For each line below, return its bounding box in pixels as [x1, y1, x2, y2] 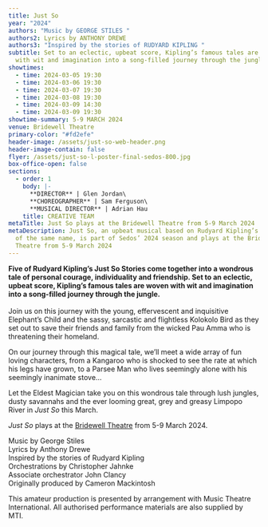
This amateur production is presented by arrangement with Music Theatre [8, 493, 251, 503]
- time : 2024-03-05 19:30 [15, 71, 102, 79]
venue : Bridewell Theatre [8, 123, 94, 131]
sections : [8, 168, 41, 176]
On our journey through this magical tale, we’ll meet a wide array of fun [8, 347, 242, 356]
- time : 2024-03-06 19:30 [15, 78, 102, 86]
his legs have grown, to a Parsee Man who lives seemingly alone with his [8, 364, 247, 374]
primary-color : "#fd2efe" [8, 130, 94, 138]
